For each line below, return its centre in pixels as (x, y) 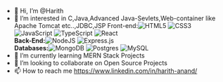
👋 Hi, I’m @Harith (39, 11)
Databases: (31, 48)
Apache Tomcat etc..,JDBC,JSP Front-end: (76, 26)
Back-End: (30, 41)
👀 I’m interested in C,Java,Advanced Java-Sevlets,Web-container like (115, 18)
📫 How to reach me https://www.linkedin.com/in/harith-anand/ (106, 71)
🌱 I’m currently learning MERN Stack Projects (79, 55)
